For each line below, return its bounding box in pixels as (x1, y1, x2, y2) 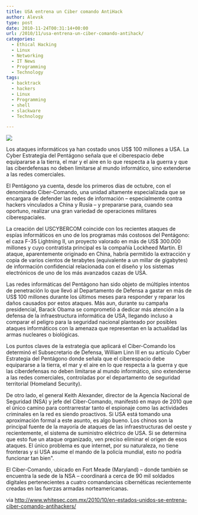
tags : (6, 75, 20, 81)
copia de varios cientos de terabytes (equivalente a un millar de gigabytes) (6, 257, 188, 264)
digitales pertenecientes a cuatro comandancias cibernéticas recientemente (6, 479, 191, 486)
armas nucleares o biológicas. (6, 331, 80, 338)
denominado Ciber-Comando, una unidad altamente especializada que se (6, 189, 186, 196)
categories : (6, 36, 35, 42)
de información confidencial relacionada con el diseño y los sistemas (6, 263, 174, 270)
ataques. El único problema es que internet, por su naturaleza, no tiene (6, 442, 179, 449)
